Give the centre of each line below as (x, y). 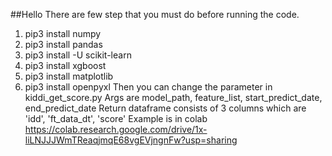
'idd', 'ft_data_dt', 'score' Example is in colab (116, 118)
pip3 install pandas (63, 44)
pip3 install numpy (63, 33)
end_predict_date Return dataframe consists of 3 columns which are (165, 108)
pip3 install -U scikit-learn (78, 55)
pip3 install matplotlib (69, 76)
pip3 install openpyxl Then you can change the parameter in (148, 87)
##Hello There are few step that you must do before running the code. (155, 14)
